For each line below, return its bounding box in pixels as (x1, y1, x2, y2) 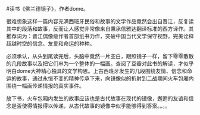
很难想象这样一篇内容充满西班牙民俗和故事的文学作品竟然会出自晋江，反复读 (6, 18, 194, 25)
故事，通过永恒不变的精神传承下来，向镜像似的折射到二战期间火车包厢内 (16, 75, 194, 82)
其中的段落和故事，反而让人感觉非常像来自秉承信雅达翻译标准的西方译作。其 (6, 25, 194, 32)
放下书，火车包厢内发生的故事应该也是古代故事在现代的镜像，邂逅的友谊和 (6, 95, 189, 102)
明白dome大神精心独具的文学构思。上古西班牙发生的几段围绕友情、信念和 (6, 68, 187, 74)
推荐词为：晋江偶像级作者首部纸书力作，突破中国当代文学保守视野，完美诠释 (6, 33, 194, 40)
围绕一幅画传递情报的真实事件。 (6, 82, 85, 89)
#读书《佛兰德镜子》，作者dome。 (6, 5, 89, 12)
